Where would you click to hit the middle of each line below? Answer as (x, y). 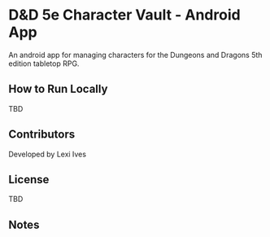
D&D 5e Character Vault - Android (125, 15)
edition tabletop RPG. (44, 64)
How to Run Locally (58, 89)
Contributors (42, 135)
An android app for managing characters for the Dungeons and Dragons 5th (135, 55)
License (29, 180)
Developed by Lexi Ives (48, 154)
